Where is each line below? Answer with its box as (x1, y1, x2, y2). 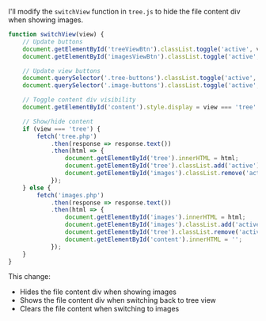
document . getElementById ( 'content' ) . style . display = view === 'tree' (22, 103, 257, 111)
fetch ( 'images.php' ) (36, 191, 104, 199)
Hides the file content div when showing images (19, 287, 177, 296)
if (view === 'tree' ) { (22, 124, 101, 133)
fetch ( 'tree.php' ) (36, 132, 97, 140)
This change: (8, 272, 51, 281)
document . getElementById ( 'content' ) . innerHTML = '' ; (64, 235, 243, 243)
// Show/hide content (22, 117, 93, 125)
